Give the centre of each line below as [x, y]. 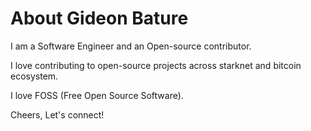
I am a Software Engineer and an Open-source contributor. [131, 46]
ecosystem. [34, 76]
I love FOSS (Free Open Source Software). [97, 95]
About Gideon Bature [99, 18]
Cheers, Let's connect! [57, 114]
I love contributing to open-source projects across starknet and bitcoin [156, 65]
